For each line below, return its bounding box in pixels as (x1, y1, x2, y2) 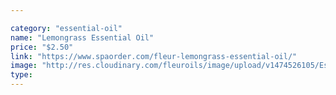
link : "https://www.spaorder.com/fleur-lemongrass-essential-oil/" (10, 51, 298, 61)
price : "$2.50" (10, 42, 74, 52)
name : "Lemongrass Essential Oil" (10, 32, 155, 43)
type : (10, 70, 33, 80)
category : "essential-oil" (10, 23, 123, 33)
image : (10, 61, 38, 71)
